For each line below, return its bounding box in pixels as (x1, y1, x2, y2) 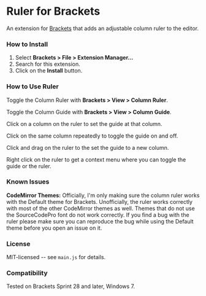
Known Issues (6, 177, 50, 186)
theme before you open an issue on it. (6, 224, 102, 232)
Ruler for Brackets (6, 4, 101, 18)
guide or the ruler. (6, 162, 52, 169)
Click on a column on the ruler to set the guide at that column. (6, 120, 162, 127)
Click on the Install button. (15, 67, 83, 74)
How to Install (6, 40, 48, 49)
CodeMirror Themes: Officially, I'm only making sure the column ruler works (6, 192, 200, 199)
